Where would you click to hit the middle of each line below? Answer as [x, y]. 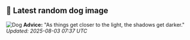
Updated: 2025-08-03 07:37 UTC [47, 31]
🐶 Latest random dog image [57, 11]
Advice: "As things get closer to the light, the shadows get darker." [104, 24]
